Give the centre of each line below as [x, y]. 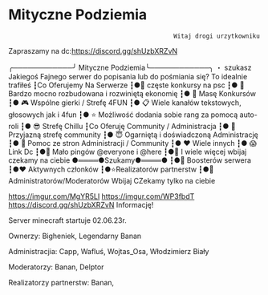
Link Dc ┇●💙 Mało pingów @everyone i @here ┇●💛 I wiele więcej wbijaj [128, 152]
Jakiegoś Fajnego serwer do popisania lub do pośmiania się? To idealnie [128, 76]
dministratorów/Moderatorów [59, 180]
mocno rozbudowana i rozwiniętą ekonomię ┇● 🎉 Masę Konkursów [145, 93]
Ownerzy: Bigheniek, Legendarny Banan [75, 236]
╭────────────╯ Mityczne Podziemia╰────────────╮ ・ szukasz [130, 67]
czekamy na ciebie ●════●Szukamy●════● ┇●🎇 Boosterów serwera [130, 160]
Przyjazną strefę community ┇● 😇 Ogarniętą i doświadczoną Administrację [133, 135]
